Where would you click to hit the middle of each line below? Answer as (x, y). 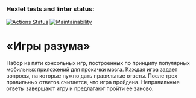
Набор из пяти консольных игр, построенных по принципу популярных (98, 63)
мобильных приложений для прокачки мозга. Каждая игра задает (92, 69)
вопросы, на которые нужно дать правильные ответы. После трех (92, 76)
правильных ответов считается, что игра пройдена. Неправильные (93, 82)
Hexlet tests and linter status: (50, 9)
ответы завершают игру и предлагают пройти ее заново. (80, 88)
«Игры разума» (48, 46)
